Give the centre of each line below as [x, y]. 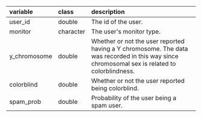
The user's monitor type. [126, 31]
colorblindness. [113, 71]
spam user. [107, 105]
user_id [20, 22]
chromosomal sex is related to [133, 64]
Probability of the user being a [134, 98]
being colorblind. [115, 88]
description [108, 12]
